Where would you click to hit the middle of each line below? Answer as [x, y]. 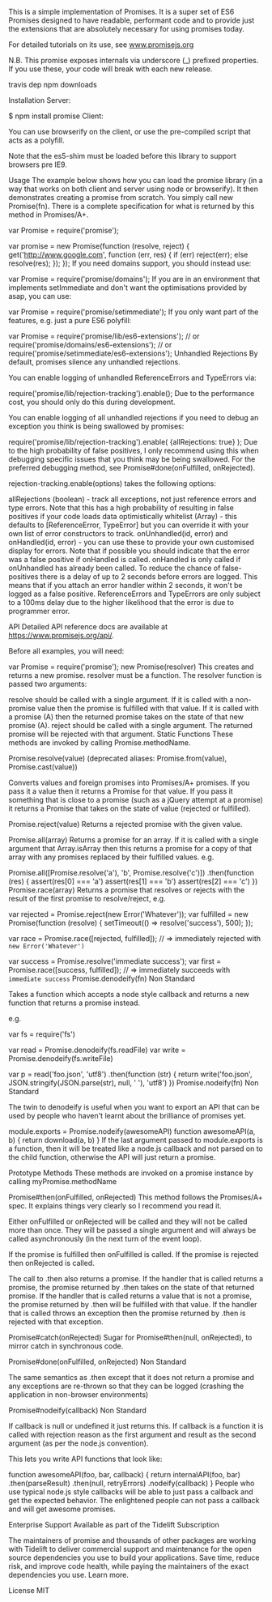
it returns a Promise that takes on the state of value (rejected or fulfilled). [130, 808]
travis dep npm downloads [53, 85]
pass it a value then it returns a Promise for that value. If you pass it [121, 791]
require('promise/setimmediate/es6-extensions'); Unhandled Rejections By [133, 353]
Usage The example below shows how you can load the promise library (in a [136, 180]
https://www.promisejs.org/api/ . [62, 635]
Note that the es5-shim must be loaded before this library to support [122, 156]
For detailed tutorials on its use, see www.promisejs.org [101, 45]
